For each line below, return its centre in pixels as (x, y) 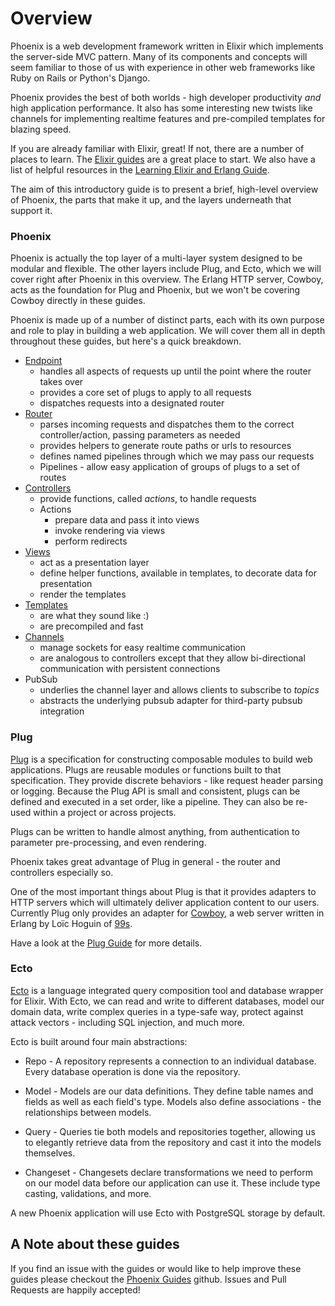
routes (53, 478)
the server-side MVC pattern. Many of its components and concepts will (159, 56)
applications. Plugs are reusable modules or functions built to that (146, 769)
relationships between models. (88, 1112)
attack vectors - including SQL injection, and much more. (127, 1022)
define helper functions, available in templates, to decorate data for (178, 573)
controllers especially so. (62, 872)
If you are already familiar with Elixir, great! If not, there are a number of (157, 148)
